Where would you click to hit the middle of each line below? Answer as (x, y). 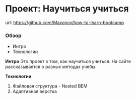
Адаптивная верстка (35, 91)
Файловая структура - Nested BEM (50, 86)
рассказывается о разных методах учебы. (51, 67)
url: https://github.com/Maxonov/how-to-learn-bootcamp (65, 22)
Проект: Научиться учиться (67, 9)
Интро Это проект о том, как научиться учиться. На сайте (68, 61)
